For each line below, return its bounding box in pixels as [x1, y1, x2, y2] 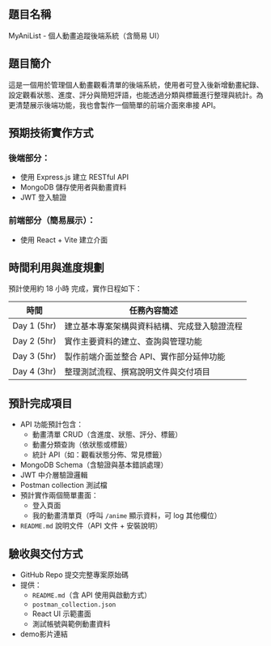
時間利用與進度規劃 [8, 261, 104, 274]
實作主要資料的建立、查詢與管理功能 [64, 336, 202, 347]
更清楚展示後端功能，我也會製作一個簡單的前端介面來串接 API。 [8, 100, 221, 109]
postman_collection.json [32, 601, 116, 610]
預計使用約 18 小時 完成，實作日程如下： [8, 284, 143, 293]
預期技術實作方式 [8, 126, 94, 140]
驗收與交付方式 [8, 546, 83, 561]
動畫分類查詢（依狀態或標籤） [32, 440, 132, 450]
